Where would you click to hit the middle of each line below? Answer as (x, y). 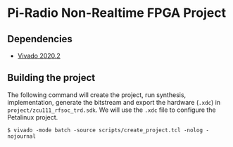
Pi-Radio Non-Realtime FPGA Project (117, 13)
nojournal (22, 136)
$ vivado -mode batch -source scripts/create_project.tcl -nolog (105, 130)
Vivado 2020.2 (39, 56)
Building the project (51, 78)
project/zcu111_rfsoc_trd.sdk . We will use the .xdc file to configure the (112, 110)
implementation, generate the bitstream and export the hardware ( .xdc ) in (114, 102)
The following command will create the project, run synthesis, (97, 95)
